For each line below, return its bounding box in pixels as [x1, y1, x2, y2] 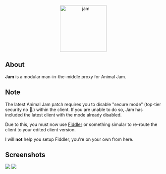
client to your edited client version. [5, 126, 76, 132]
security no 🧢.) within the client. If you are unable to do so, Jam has [5, 107, 143, 113]
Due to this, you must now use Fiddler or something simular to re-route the [5, 121, 158, 127]
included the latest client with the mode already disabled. [5, 112, 122, 117]
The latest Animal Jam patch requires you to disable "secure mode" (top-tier [5, 101, 161, 107]
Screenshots [5, 151, 46, 159]
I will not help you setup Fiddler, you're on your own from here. [5, 136, 134, 142]
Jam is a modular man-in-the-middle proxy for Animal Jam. [5, 73, 126, 79]
